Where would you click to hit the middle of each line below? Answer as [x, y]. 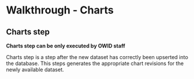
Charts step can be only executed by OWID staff [66, 46]
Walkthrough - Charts [60, 10]
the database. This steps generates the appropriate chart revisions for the [95, 63]
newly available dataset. [35, 70]
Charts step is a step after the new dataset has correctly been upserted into [97, 57]
